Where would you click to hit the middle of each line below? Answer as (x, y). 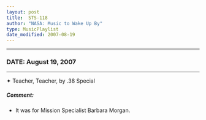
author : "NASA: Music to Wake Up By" (55, 23)
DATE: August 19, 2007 (41, 62)
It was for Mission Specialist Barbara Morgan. (73, 110)
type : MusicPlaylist (33, 29)
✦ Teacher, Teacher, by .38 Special (51, 81)
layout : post (23, 12)
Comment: (20, 95)
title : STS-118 (27, 18)
